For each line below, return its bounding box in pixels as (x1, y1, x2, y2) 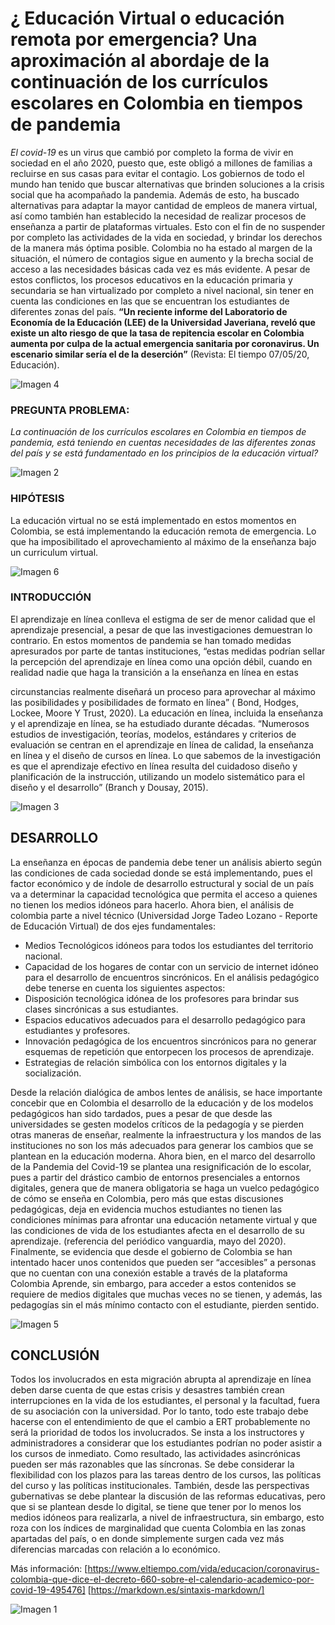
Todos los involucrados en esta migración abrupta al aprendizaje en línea (10, 1373, 312, 1386)
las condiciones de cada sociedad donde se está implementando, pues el (10, 867, 313, 879)
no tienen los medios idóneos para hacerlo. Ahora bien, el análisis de (10, 898, 295, 911)
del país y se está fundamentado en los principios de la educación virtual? (10, 447, 319, 459)
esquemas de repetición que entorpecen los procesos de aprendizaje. (24, 1045, 315, 1057)
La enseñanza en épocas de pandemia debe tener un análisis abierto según (10, 856, 323, 868)
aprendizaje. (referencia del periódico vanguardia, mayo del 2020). (10, 1235, 287, 1247)
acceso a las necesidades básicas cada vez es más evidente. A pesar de (10, 263, 311, 275)
